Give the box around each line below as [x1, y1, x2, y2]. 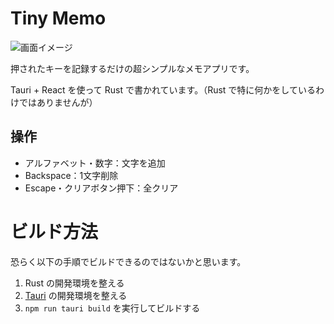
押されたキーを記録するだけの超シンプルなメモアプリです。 [10, 62, 255, 74]
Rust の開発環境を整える [24, 277, 125, 289]
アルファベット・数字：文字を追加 [24, 157, 166, 169]
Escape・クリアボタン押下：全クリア [24, 182, 179, 194]
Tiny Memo [10, 7, 107, 30]
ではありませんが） [18, 96, 98, 108]
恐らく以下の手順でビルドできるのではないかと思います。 [10, 255, 247, 267]
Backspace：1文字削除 [24, 169, 119, 181]
